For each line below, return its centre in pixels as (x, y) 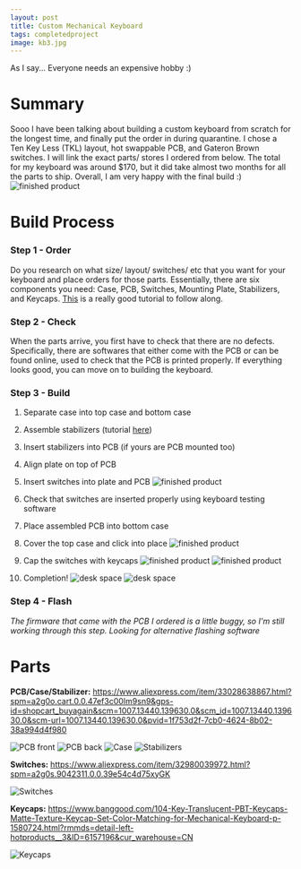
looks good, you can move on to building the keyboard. (112, 369)
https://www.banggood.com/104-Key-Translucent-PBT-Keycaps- (168, 808)
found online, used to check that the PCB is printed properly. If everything (146, 360)
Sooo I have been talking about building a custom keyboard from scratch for (150, 129)
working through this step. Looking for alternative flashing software (135, 630)
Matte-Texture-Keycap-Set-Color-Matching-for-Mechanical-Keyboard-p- (146, 818)
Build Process (62, 223)
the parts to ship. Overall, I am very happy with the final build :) (126, 176)
